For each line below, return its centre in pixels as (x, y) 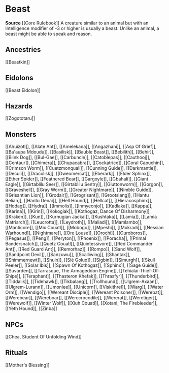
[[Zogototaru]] (20, 118)
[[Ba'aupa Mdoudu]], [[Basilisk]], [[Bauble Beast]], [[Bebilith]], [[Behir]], (80, 152)
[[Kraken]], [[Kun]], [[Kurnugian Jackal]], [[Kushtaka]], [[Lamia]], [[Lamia (81, 217)
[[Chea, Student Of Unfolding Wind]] (44, 337)
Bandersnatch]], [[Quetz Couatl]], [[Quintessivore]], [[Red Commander (79, 244)
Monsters (21, 134)
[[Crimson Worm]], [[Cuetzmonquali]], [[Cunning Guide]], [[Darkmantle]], (82, 168)
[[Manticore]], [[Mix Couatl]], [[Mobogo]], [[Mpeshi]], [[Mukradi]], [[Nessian (84, 228)
